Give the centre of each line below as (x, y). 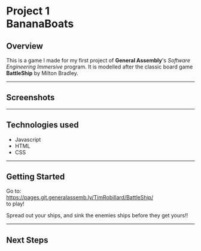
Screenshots (31, 98)
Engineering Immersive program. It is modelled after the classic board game (100, 67)
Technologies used (42, 125)
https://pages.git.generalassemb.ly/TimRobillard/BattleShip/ (80, 198)
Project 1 (28, 11)
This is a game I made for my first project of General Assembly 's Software (98, 60)
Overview (25, 46)
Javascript (28, 139)
